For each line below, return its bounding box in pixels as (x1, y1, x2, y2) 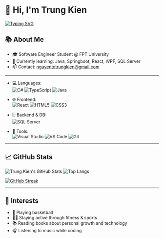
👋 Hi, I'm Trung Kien (5, 4, 87, 16)
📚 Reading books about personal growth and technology (12, 220, 127, 226)
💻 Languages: (12, 80, 42, 86)
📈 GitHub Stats (5, 153, 53, 161)
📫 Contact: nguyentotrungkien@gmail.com (12, 64, 100, 70)
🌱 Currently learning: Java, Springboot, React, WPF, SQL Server (12, 58, 141, 64)
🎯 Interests (5, 196, 39, 205)
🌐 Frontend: (12, 96, 37, 102)
